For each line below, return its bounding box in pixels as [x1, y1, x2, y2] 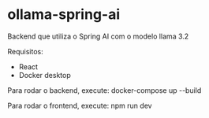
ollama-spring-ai [7, 6, 121, 24]
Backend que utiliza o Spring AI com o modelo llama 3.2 [7, 31, 189, 41]
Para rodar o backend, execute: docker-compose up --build [7, 85, 202, 95]
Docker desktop [18, 70, 72, 79]
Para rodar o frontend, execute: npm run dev [7, 101, 152, 110]
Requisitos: [7, 46, 44, 56]
